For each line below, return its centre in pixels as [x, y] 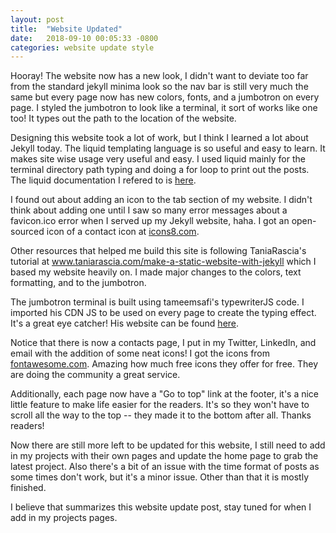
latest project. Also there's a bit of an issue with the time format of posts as [165, 467]
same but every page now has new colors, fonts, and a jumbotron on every [165, 97]
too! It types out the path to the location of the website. [123, 118]
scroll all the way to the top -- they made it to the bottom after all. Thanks [161, 415]
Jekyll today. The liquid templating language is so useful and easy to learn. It [168, 148]
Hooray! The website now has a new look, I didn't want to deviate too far [159, 76]
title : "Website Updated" [66, 29]
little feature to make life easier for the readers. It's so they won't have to [160, 405]
